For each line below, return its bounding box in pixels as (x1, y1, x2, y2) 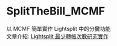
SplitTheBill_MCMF (6, 4, 105, 18)
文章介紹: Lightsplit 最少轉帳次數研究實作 (6, 32, 108, 40)
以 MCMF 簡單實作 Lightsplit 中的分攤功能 (6, 25, 111, 32)
